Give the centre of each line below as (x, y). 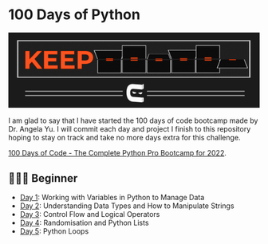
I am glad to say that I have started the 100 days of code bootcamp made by (133, 120)
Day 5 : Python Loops (54, 231)
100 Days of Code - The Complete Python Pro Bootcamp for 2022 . (118, 153)
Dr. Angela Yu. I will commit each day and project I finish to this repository (130, 129)
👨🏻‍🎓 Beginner (43, 178)
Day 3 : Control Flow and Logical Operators (90, 214)
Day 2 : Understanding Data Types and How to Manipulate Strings (127, 206)
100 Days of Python (75, 15)
